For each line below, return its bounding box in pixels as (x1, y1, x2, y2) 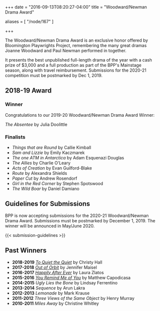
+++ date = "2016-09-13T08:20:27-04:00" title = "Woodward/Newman (5, 4, 147, 10)
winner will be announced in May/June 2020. (5, 223, 95, 229)
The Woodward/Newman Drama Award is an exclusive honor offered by (5, 37, 148, 43)
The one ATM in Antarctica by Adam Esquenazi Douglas (12, 155, 125, 160)
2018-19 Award (5, 87, 52, 95)
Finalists (5, 133, 26, 140)
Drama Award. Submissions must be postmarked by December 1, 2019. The (5, 218, 156, 223)
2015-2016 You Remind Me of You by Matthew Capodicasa (12, 275, 131, 280)
